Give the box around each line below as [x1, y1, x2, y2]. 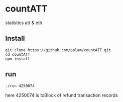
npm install [5, 56, 30, 61]
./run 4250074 [5, 83, 35, 88]
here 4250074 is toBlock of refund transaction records [5, 92, 118, 98]
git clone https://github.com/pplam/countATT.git [5, 47, 111, 53]
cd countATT [5, 52, 30, 57]
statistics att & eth [5, 20, 43, 26]
